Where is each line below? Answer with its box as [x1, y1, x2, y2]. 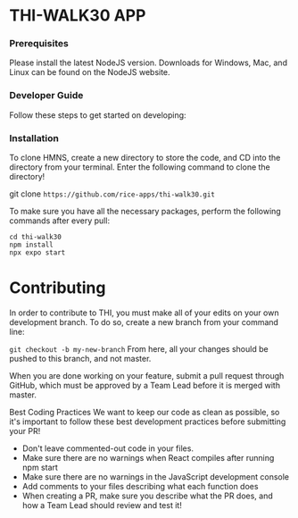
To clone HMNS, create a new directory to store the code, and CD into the [9, 153, 281, 163]
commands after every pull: [9, 215, 110, 226]
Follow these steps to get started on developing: [9, 109, 186, 121]
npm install [9, 240, 54, 250]
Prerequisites [9, 38, 69, 50]
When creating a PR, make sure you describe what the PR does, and [21, 490, 274, 501]
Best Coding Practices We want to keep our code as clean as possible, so [9, 407, 280, 418]
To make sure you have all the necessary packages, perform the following [9, 206, 281, 217]
